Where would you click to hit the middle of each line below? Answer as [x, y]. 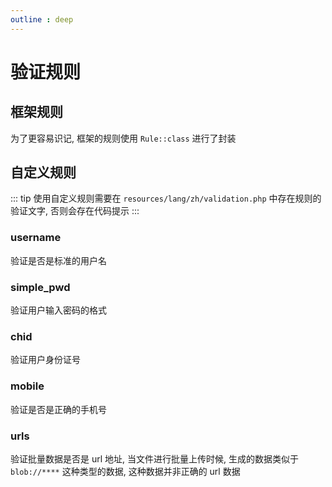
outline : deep [42, 19]
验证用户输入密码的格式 [58, 310]
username [36, 238]
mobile [27, 386]
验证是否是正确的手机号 [58, 409]
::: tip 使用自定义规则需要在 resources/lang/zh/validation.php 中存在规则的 [166, 198]
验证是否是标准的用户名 [58, 260]
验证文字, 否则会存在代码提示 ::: [75, 211]
